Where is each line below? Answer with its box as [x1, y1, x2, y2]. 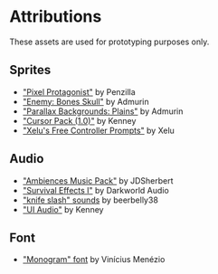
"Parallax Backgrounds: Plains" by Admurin [22, 106, 184, 117]
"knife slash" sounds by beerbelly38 [22, 194, 158, 205]
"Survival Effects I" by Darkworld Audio [22, 184, 169, 195]
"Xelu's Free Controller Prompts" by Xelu [22, 125, 175, 136]
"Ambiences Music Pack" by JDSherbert [22, 175, 174, 186]
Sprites [9, 62, 52, 78]
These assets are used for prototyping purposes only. [9, 36, 210, 47]
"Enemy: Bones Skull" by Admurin [22, 96, 149, 107]
